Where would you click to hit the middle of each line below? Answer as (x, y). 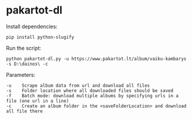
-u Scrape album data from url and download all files (78, 86)
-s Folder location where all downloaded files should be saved (90, 91)
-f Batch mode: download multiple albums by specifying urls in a (92, 96)
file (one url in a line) (37, 101)
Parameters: (21, 74)
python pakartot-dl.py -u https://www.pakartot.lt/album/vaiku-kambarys (96, 59)
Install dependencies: (32, 26)
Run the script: (24, 48)
